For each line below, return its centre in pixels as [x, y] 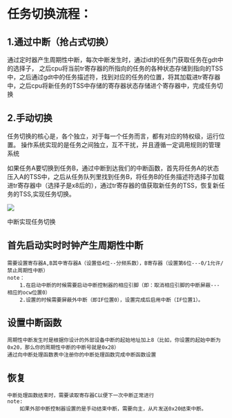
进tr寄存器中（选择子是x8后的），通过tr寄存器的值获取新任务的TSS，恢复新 [113, 185]
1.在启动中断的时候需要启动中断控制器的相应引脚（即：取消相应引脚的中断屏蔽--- [120, 285]
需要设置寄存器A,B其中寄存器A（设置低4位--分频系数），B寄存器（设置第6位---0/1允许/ [115, 263]
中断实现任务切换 [31, 221]
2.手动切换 [30, 118]
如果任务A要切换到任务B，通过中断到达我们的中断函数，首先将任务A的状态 [113, 168]
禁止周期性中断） [28, 270]
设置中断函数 [35, 323]
